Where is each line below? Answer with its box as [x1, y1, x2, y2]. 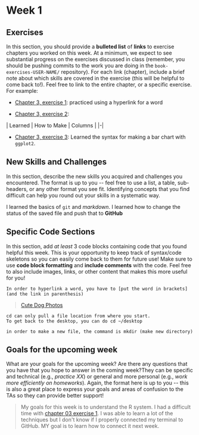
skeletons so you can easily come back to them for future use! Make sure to [6, 255, 192, 262]
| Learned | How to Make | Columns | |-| [6, 122, 104, 129]
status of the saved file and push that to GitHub [6, 209, 123, 217]
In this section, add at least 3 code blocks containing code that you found [6, 242, 187, 250]
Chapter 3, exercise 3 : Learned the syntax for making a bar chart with [14, 133, 186, 140]
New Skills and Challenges [6, 157, 107, 167]
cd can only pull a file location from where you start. [6, 313, 151, 319]
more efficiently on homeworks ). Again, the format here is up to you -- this [6, 379, 189, 387]
